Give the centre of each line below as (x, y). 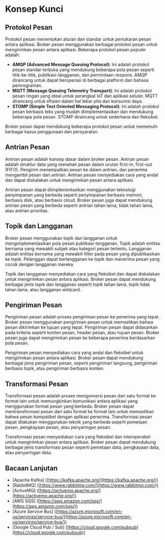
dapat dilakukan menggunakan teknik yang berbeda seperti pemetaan (76, 422)
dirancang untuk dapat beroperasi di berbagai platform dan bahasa (80, 80)
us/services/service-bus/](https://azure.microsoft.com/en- (72, 517)
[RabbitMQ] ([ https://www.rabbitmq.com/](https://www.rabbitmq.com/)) (85, 485)
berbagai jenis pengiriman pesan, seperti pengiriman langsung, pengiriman (81, 363)
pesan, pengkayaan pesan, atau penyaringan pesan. (58, 427)
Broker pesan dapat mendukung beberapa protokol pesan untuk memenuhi (81, 126)
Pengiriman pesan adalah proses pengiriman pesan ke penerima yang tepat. (82, 317)
